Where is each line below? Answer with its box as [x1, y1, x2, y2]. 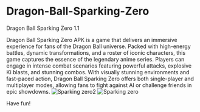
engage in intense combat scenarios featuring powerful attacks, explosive [6, 62, 192, 69]
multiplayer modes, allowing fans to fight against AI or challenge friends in [6, 81, 192, 89]
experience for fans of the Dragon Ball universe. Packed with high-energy [6, 43, 191, 50]
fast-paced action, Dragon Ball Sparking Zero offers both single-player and [6, 75, 195, 82]
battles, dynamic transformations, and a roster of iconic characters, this [6, 49, 186, 56]
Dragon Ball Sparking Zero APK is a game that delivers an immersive [6, 36, 178, 43]
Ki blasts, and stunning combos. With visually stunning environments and [6, 68, 190, 75]
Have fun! [6, 99, 31, 107]
